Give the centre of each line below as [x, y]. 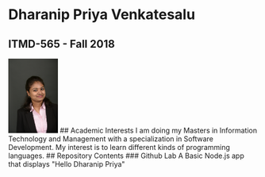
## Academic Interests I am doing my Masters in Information [158, 130]
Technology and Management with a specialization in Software [111, 139]
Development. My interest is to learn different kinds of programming [119, 147]
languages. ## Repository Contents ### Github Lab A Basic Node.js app [126, 156]
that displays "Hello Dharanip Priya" [67, 164]
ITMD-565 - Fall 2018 [61, 44]
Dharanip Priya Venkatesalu [102, 15]
